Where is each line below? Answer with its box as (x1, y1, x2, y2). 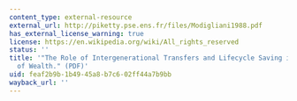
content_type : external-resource (9, 12, 133, 22)
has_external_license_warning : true (9, 29, 144, 38)
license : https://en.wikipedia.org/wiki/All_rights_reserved (9, 37, 240, 47)
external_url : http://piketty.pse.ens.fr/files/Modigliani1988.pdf (9, 21, 263, 30)
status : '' (9, 46, 49, 54)
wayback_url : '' (9, 78, 69, 87)
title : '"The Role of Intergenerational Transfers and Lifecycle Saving (9, 54, 283, 62)
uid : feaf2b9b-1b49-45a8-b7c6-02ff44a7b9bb (9, 70, 172, 79)
